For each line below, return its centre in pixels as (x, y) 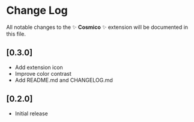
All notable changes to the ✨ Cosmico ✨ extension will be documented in (97, 27)
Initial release (31, 113)
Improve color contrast (43, 73)
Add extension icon (39, 67)
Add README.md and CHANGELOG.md (64, 80)
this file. (16, 34)
